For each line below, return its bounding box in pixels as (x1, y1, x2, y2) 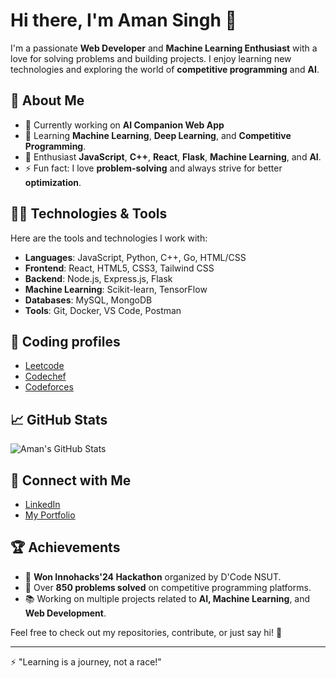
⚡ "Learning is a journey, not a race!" (10, 655, 162, 668)
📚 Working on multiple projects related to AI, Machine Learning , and (24, 592, 311, 604)
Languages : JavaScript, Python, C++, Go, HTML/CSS (24, 251, 247, 263)
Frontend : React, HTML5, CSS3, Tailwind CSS (24, 262, 215, 274)
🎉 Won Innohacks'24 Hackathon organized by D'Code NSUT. (24, 570, 282, 583)
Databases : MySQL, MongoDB (24, 294, 153, 306)
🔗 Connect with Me (10, 472, 132, 489)
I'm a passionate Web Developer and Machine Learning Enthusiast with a (10, 42, 318, 54)
